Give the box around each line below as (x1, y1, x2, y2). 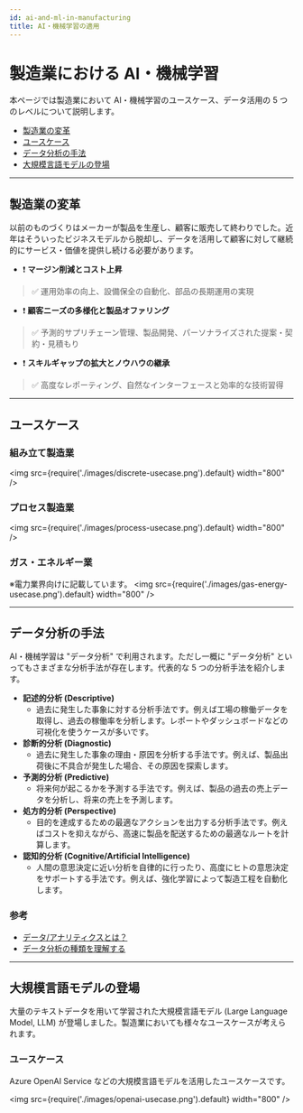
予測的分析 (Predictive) (22, 772, 110, 783)
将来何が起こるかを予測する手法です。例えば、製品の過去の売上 (35, 783, 273, 794)
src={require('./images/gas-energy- (154, 579, 288, 589)
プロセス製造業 (9, 501, 75, 514)
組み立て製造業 (9, 446, 75, 459)
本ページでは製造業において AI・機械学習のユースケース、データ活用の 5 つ (9, 95, 289, 106)
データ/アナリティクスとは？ (22, 932, 128, 942)
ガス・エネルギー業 (9, 556, 93, 569)
